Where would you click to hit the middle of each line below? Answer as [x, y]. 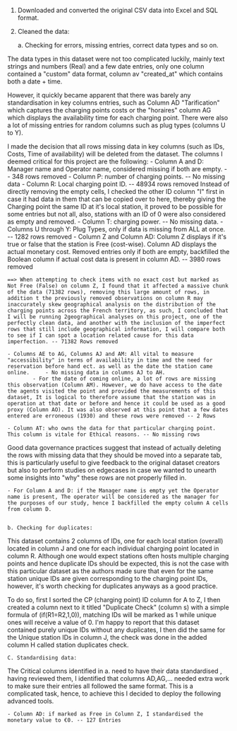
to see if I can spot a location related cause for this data [101, 335]
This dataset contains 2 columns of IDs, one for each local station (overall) [115, 541]
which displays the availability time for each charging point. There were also [118, 117]
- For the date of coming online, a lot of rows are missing [124, 379]
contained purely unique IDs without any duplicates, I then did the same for [116, 630]
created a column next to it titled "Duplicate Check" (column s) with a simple [118, 607]
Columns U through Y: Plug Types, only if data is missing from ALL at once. [116, 229]
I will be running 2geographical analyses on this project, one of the [115, 317]
